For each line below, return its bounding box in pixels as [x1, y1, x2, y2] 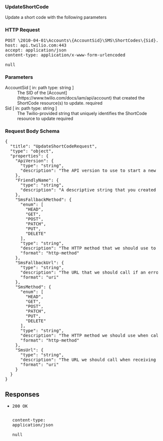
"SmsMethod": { [15, 284, 51, 290]
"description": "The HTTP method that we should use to [20, 245, 156, 251]
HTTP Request [5, 27, 40, 33]
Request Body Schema [5, 128, 60, 134]
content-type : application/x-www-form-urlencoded [5, 52, 126, 58]
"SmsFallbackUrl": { [15, 260, 64, 265]
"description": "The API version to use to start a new [20, 168, 156, 173]
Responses [5, 390, 40, 398]
